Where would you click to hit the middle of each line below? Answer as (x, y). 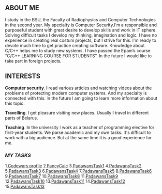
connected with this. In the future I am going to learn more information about (81, 98)
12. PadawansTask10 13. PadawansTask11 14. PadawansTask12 (65, 181)
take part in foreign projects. (33, 61)
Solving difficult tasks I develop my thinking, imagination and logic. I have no (81, 35)
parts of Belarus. (22, 118)
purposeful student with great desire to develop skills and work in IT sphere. (81, 30)
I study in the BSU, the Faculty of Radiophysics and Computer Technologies (81, 19)
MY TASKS (18, 155)
